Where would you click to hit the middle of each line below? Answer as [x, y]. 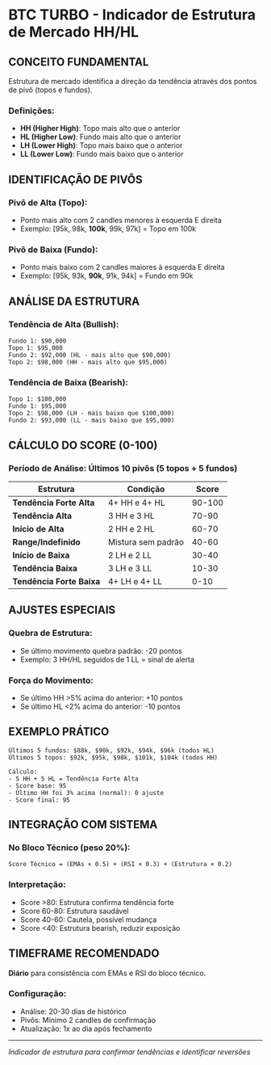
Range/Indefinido [46, 541]
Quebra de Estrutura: [50, 634]
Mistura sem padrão [146, 541]
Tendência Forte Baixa [56, 581]
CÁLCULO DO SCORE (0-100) [83, 445]
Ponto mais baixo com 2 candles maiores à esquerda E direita [122, 267]
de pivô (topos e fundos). [50, 90]
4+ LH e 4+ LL [135, 581]
